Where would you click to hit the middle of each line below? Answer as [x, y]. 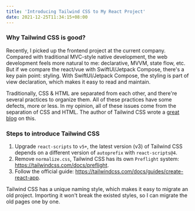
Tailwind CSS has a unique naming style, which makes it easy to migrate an [97, 189]
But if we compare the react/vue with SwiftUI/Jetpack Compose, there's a [95, 69]
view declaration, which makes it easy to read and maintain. [78, 82]
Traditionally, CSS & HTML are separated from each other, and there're [92, 93]
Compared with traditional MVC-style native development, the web [87, 57]
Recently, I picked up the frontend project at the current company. [86, 50]
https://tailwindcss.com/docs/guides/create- [130, 172]
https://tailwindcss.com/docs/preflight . [62, 165]
